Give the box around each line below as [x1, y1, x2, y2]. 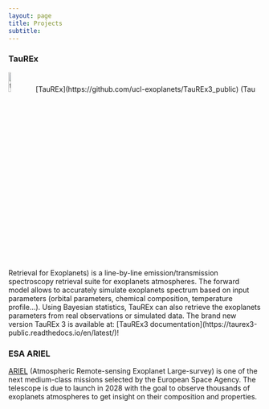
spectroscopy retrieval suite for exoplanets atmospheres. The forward [8, 276, 240, 286]
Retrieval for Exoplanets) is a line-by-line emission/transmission [8, 267, 218, 278]
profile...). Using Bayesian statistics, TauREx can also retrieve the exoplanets [8, 302, 261, 312]
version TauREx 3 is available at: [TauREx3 [8, 319, 149, 328]
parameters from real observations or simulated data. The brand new [8, 311, 237, 320]
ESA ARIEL [8, 348, 51, 359]
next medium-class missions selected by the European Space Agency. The [8, 374, 256, 384]
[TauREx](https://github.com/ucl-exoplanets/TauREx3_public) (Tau [35, 84, 255, 93]
